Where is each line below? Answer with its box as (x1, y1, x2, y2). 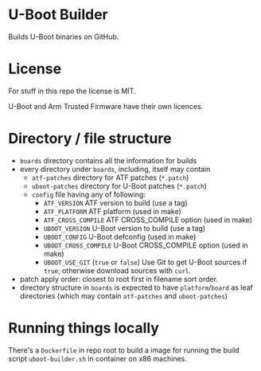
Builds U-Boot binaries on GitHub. (8, 32, 119, 41)
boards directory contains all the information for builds (19, 155, 197, 165)
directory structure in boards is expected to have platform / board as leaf (19, 283, 253, 292)
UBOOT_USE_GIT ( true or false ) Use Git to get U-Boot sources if (43, 257, 247, 267)
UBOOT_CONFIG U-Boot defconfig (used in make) (43, 232, 197, 241)
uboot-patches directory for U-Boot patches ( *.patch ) (31, 181, 207, 190)
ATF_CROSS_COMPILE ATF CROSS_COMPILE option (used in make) (43, 215, 253, 225)
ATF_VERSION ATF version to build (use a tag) (43, 197, 188, 208)
